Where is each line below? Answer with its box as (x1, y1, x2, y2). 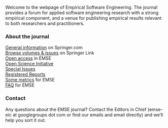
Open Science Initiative (5, 61, 54, 67)
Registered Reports (5, 71, 46, 77)
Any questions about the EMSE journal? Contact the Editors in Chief (5, 106, 147, 112)
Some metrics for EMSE (5, 77, 55, 83)
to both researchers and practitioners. (5, 20, 85, 26)
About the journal (5, 33, 49, 40)
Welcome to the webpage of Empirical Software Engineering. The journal (5, 5, 158, 10)
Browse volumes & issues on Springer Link (5, 50, 95, 56)
